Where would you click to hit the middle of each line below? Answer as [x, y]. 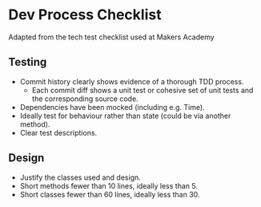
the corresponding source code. [85, 99]
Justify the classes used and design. [80, 177]
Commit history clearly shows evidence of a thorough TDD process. [132, 81]
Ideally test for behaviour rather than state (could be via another [125, 116]
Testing [28, 62]
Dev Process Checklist [85, 15]
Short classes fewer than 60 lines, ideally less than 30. [110, 194]
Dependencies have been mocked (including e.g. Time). [112, 107]
